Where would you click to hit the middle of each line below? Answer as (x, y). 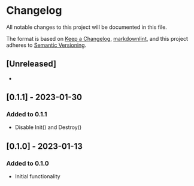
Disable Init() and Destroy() (48, 127)
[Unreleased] (31, 64)
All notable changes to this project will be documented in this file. (87, 27)
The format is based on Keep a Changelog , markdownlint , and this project (97, 38)
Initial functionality (38, 176)
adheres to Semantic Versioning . (46, 45)
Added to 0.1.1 (27, 115)
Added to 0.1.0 (28, 163)
